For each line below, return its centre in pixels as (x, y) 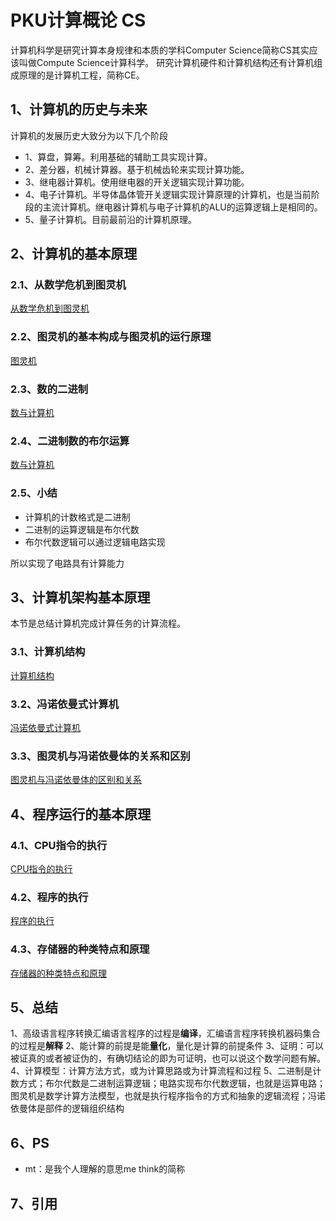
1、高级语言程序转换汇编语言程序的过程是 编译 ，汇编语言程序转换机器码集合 (165, 1033)
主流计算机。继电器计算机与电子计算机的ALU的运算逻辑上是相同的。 (182, 207)
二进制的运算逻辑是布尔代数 (82, 529)
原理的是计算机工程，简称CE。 (81, 75)
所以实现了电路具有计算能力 (67, 563)
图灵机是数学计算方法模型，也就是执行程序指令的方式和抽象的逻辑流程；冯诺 (168, 1096)
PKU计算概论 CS (78, 20)
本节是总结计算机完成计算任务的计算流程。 (98, 623)
